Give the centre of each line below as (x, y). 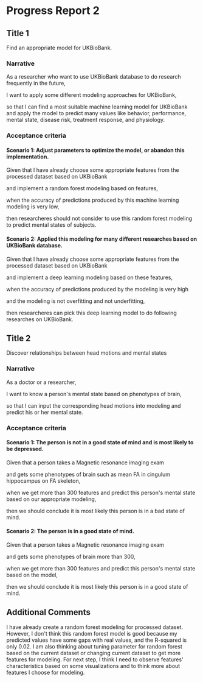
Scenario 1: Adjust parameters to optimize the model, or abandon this (95, 150)
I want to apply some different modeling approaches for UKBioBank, (91, 95)
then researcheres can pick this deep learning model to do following (92, 313)
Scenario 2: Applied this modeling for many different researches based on (102, 239)
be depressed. (25, 449)
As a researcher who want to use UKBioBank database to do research (94, 77)
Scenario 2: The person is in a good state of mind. (71, 531)
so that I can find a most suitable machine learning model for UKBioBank (97, 107)
